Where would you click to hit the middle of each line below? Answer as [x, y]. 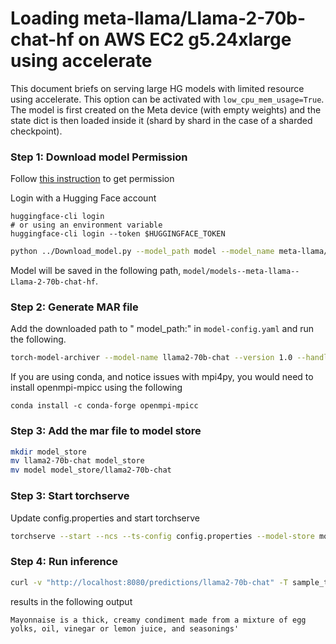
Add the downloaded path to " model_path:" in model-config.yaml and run [162, 329]
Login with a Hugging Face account [83, 198]
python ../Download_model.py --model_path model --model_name [142, 252]
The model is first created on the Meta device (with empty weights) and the [166, 109]
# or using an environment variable [86, 225]
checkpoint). [36, 131]
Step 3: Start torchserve [70, 496]
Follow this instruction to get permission [92, 179]
